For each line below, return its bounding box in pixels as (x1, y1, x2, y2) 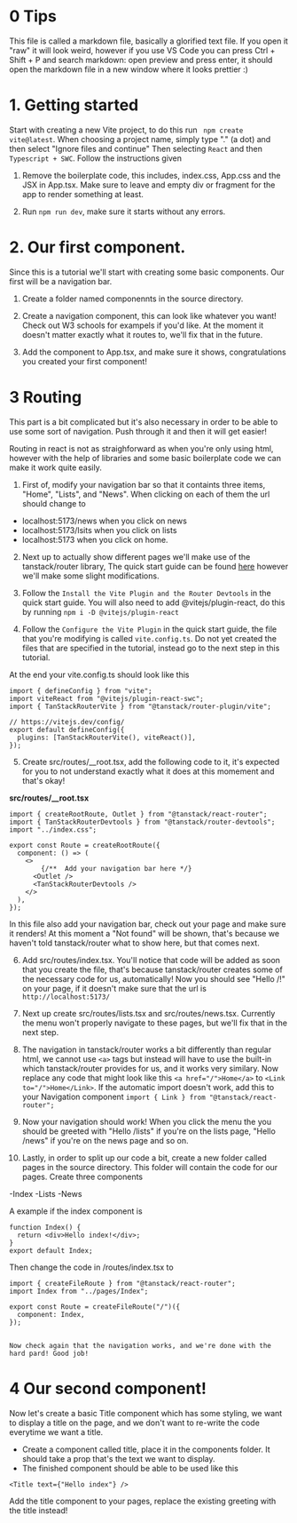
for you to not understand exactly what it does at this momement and (21, 766, 275, 777)
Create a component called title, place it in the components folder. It (21, 1444, 270, 1455)
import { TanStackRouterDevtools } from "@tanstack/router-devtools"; (9, 817, 276, 826)
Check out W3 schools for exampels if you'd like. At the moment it (21, 320, 264, 331)
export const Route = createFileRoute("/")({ (9, 1302, 180, 1312)
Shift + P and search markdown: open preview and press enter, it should (9, 54, 273, 65)
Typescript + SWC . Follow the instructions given (9, 153, 183, 163)
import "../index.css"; (9, 825, 98, 834)
